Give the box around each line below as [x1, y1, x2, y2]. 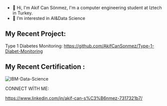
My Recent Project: [5, 30, 66, 38]
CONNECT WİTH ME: [5, 85, 49, 92]
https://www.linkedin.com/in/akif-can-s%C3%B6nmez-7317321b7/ [5, 95, 143, 101]
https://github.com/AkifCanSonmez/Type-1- [63, 43, 154, 49]
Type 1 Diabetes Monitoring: [5, 43, 63, 49]
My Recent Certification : [5, 63, 85, 71]
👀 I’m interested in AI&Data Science [12, 15, 85, 21]
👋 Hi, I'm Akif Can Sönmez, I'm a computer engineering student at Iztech [12, 5, 162, 10]
